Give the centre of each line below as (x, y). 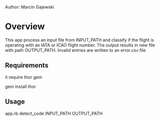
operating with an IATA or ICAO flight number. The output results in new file (80, 45)
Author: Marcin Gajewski (30, 7)
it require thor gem (24, 77)
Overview (25, 27)
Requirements (27, 66)
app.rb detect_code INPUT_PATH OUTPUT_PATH (54, 113)
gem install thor (21, 86)
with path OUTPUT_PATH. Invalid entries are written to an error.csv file (75, 50)
